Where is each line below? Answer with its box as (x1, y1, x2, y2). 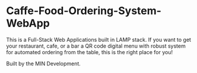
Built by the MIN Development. (6, 60, 81, 67)
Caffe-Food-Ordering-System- (6, 4, 162, 18)
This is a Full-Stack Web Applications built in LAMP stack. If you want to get (6, 36, 192, 43)
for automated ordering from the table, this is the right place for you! (6, 48, 173, 55)
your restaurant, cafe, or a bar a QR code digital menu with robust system (6, 42, 186, 49)
